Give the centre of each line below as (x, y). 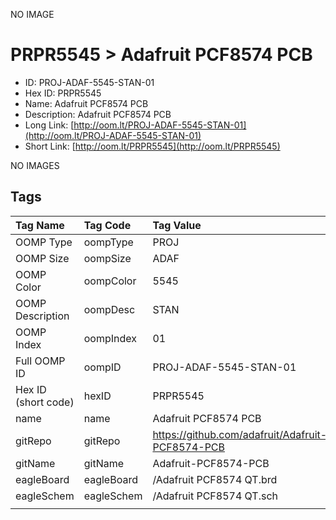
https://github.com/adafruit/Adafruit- (240, 434)
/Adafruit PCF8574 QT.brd (215, 479)
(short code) (45, 402)
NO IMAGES (35, 165)
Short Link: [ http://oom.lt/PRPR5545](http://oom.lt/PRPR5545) (152, 146)
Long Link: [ (49, 125)
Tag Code (107, 225)
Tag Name (40, 225)
